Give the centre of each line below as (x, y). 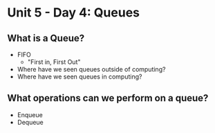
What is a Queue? (46, 38)
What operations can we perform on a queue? (108, 98)
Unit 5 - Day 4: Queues (74, 13)
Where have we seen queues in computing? (80, 76)
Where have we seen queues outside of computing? (91, 69)
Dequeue (30, 122)
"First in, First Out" (54, 62)
